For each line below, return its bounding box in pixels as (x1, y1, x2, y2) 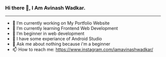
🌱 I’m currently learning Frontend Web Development (12, 26, 118, 31)
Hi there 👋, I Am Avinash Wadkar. (5, 4, 85, 11)
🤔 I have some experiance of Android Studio (12, 36, 102, 42)
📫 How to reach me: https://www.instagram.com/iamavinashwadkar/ (12, 47, 154, 53)
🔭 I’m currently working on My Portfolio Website (12, 20, 110, 26)
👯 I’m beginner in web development (12, 30, 85, 36)
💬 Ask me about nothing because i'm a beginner (12, 41, 111, 47)
